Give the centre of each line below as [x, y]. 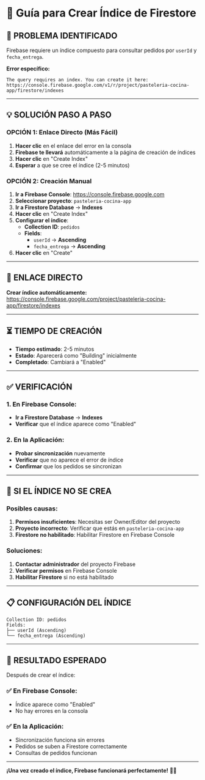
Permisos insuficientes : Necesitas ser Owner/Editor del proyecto [98, 522]
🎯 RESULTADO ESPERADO [56, 660]
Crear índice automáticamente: [47, 292]
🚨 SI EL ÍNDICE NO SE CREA [59, 491]
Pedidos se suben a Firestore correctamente [71, 746]
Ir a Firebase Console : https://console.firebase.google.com [90, 194]
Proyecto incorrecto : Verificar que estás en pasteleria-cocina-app [99, 528]
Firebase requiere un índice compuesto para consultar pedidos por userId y [102, 50]
